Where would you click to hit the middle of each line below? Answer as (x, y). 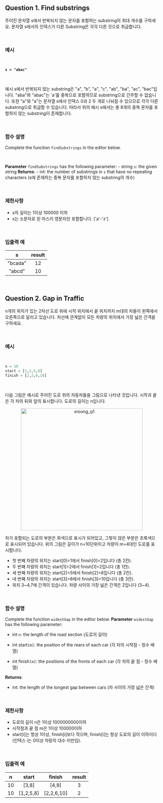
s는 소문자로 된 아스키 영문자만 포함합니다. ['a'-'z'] (60, 218)
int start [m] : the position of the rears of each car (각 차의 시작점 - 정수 (81, 645)
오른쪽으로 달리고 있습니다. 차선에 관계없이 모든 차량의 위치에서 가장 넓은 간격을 (80, 317)
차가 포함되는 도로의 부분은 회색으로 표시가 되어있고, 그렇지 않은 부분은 (72, 538)
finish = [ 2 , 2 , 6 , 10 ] (26, 375)
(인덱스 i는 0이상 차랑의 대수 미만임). (47, 740)
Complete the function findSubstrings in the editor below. (63, 148)
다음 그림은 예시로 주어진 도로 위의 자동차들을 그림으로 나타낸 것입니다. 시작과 (78, 395)
